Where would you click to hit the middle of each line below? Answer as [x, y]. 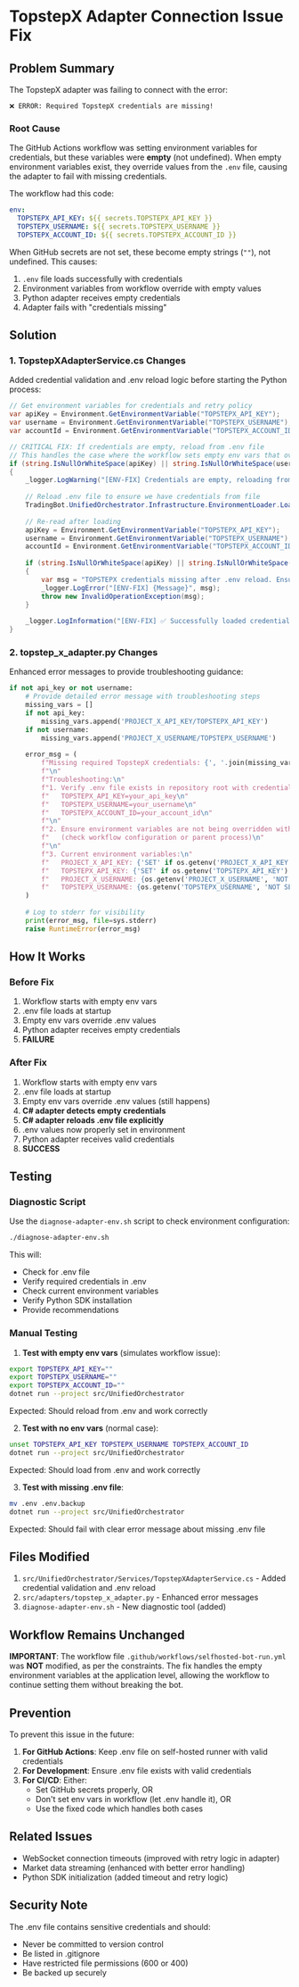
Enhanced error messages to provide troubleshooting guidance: [126, 672]
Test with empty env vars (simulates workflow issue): [121, 1352]
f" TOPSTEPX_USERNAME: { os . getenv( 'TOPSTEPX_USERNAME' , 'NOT [161, 887]
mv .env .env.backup [48, 1503]
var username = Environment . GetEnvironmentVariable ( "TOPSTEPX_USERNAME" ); [151, 423]
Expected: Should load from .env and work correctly [105, 1469]
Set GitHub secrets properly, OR [94, 1789]
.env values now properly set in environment [104, 1129]
